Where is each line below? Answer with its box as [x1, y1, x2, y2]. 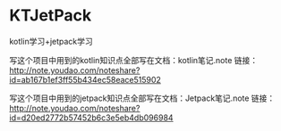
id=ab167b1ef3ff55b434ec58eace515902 [9, 74, 161, 85]
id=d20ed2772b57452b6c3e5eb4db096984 [9, 112, 174, 123]
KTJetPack [9, 5, 92, 26]
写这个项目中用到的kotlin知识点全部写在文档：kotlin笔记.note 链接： [9, 54, 259, 65]
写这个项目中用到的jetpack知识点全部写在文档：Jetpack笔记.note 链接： [9, 93, 276, 103]
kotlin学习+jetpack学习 [9, 36, 94, 46]
